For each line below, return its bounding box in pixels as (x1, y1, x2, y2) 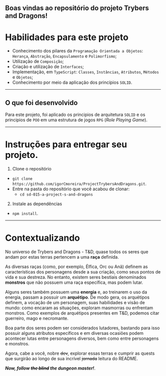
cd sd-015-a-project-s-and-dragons (19, 192, 93, 197)
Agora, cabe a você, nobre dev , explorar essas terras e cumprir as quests (5, 350, 155, 356)
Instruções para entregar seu (5, 139, 127, 150)
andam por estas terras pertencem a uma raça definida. (5, 254, 120, 260)
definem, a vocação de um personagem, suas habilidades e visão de (5, 300, 145, 306)
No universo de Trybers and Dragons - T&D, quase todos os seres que (5, 249, 149, 255)
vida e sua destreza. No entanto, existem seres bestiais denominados (5, 274, 147, 280)
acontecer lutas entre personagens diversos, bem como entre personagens (5, 335, 159, 341)
